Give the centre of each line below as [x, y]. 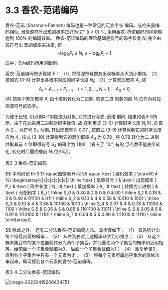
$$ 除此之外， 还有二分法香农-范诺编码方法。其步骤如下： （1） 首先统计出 [83, 230]
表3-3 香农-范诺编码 [26, 163]
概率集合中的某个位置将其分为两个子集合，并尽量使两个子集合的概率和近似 [82, 242]
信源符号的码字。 [23, 106]
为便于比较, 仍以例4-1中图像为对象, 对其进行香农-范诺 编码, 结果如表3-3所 [81, 117]
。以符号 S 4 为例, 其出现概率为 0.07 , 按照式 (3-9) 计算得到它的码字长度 [88, 130]
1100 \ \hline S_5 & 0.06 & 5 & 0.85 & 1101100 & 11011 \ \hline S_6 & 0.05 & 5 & [83, 209]
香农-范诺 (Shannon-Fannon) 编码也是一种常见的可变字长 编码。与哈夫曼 [80, 25]
